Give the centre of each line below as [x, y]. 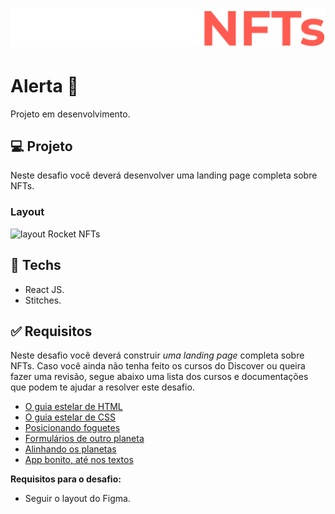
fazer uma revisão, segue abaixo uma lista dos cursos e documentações [159, 377]
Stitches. [43, 300]
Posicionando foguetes [72, 428]
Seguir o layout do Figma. [77, 499]
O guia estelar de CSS [70, 417]
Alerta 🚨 [44, 85]
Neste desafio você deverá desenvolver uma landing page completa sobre [164, 175]
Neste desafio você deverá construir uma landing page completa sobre [157, 355]
